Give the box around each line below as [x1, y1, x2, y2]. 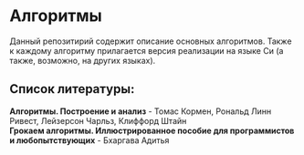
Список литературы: [9, 81, 135, 97]
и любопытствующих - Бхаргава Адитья [9, 134, 170, 146]
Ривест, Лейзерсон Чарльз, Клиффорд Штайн [9, 115, 187, 126]
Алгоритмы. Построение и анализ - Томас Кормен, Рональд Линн [9, 106, 272, 117]
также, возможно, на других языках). [9, 55, 156, 66]
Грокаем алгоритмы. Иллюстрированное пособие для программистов [9, 125, 295, 136]
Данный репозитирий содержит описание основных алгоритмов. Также [9, 36, 292, 46]
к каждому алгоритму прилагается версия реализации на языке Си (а [9, 45, 284, 56]
